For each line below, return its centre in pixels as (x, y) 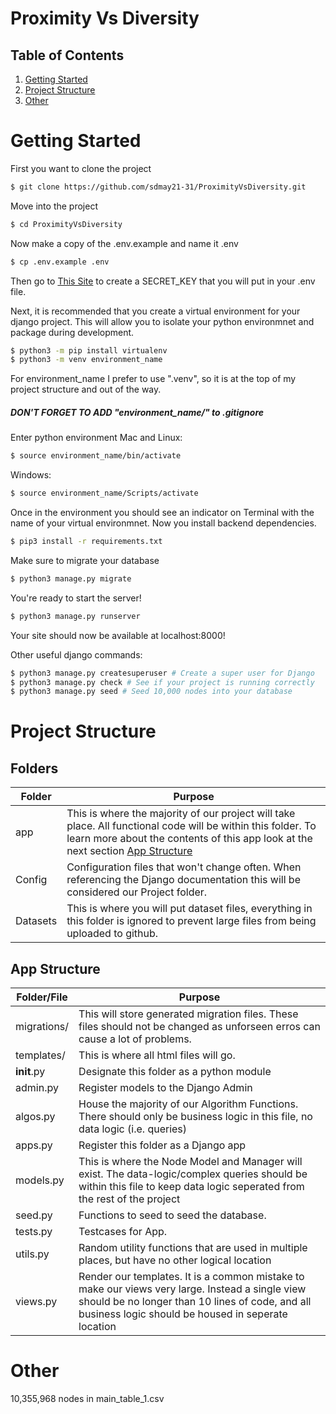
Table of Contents (67, 55)
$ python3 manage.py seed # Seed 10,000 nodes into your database (151, 692)
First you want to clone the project (81, 168)
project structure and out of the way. (86, 389)
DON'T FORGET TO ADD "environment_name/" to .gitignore (137, 412)
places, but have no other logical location (175, 1260)
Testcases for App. (123, 1232)
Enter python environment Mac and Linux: (96, 438)
